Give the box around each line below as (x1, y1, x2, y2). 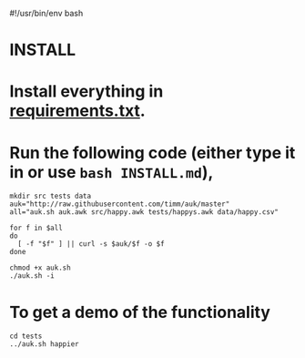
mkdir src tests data (9, 191, 92, 201)
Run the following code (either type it (9, 142, 296, 163)
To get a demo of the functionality (9, 302, 271, 322)
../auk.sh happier (9, 340, 79, 349)
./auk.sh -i (9, 271, 55, 281)
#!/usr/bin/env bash (9, 8, 84, 18)
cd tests (9, 332, 43, 341)
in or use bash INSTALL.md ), (9, 161, 214, 182)
